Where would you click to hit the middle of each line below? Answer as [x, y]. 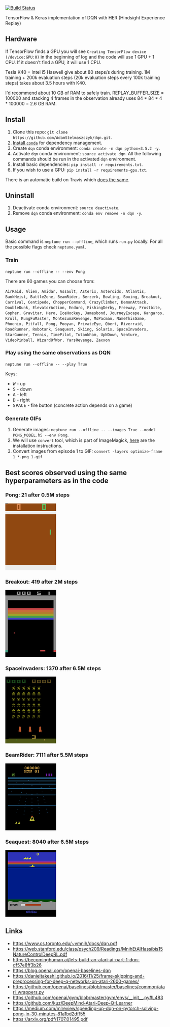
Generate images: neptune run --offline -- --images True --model [84, 430]
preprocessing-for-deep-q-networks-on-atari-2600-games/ [76, 981]
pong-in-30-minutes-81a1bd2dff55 [49, 1014]
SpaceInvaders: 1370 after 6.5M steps [53, 669]
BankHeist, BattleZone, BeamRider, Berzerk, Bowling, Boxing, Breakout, [84, 297]
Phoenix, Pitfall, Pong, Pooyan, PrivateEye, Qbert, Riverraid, [75, 324]
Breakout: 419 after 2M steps [42, 581]
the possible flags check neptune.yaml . [46, 247]
